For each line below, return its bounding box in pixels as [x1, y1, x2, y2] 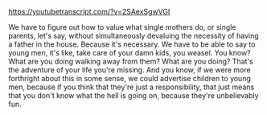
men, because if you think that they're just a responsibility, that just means [8, 82, 255, 92]
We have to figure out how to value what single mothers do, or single [8, 23, 236, 31]
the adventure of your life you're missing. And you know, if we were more [8, 65, 251, 75]
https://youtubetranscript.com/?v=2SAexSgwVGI [8, 7, 170, 16]
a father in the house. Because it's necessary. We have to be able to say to [8, 39, 256, 49]
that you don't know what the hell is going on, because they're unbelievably [8, 91, 259, 100]
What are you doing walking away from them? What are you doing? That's [8, 56, 253, 66]
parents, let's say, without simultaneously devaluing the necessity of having [8, 31, 259, 40]
